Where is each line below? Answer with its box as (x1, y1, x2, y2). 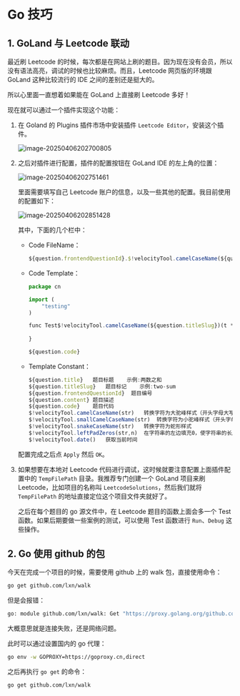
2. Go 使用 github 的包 (7, 548, 106, 560)
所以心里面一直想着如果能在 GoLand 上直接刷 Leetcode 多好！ (7, 91, 191, 99)
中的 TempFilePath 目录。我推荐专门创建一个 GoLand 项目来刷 (24, 474, 206, 483)
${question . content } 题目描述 (28, 396, 114, 403)
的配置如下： (17, 197, 56, 205)
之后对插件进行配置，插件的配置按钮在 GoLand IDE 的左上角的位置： (17, 158, 219, 167)
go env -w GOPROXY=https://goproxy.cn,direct (7, 654, 145, 661)
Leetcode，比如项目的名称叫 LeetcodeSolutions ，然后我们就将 (17, 483, 202, 491)
